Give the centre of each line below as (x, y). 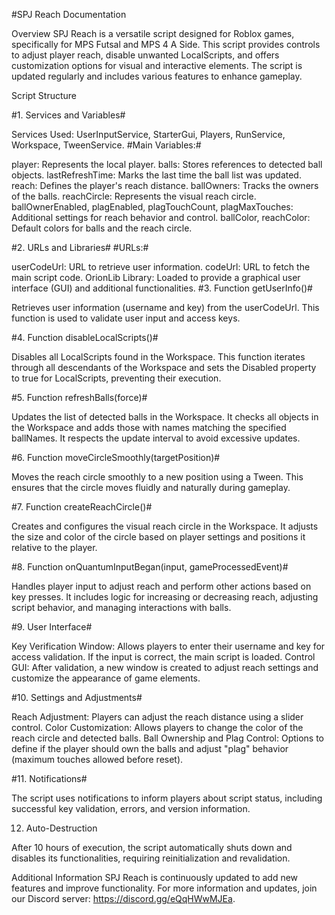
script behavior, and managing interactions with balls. (121, 607)
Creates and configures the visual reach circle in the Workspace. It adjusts (165, 526)
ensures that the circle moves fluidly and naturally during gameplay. (151, 487)
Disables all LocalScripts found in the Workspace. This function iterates (158, 357)
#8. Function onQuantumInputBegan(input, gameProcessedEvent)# (150, 567)
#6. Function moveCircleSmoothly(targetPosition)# (116, 457)
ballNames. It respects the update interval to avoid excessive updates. (156, 438)
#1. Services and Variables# (68, 115)
